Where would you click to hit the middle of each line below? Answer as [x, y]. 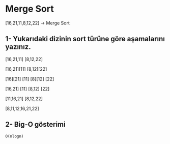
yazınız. [18, 47]
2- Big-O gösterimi [35, 124]
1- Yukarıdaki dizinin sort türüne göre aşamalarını [85, 39]
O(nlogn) [15, 136]
